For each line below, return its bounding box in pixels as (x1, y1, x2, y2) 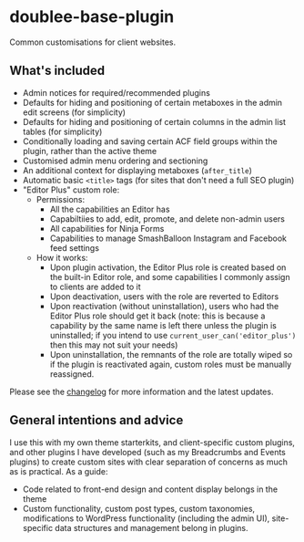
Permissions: (35, 193, 86, 204)
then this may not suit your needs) (49, 339, 178, 350)
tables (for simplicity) (22, 126, 103, 137)
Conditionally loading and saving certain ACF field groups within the (22, 135, 278, 147)
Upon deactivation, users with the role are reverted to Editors (49, 290, 279, 302)
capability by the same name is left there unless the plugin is (49, 319, 278, 330)
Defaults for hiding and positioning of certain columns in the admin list (22, 116, 287, 127)
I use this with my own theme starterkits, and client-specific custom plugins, (9, 436, 296, 448)
